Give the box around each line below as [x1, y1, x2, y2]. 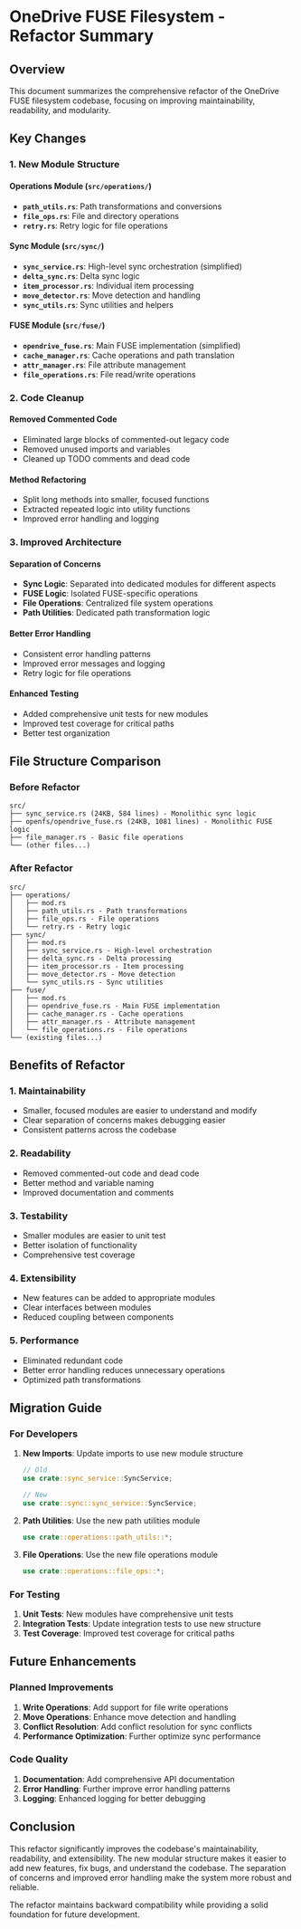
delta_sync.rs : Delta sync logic [22, 270, 140, 282]
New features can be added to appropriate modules [22, 1293, 215, 1304]
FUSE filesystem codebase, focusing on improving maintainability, [9, 95, 256, 106]
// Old [22, 1466, 48, 1475]
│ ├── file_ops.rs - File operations [9, 914, 160, 923]
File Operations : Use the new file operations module [22, 1549, 219, 1560]
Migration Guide [9, 1400, 102, 1416]
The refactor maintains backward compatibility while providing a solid [9, 1899, 268, 1910]
